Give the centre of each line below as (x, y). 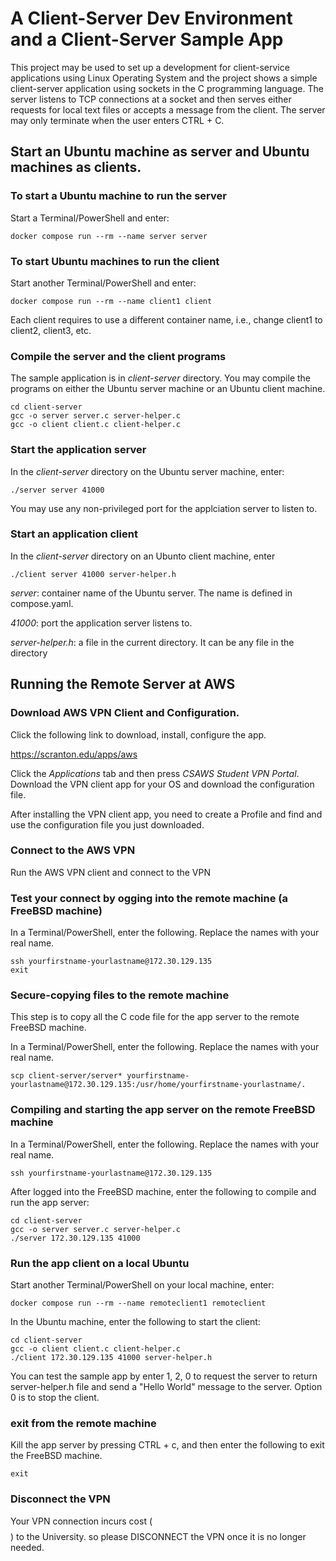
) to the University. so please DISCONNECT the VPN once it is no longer (158, 1536)
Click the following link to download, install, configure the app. (138, 734)
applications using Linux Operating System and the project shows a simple (164, 78)
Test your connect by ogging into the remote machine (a (149, 898)
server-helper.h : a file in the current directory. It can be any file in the (152, 642)
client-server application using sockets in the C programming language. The (167, 88)
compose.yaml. (42, 603)
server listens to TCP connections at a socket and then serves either (151, 99)
